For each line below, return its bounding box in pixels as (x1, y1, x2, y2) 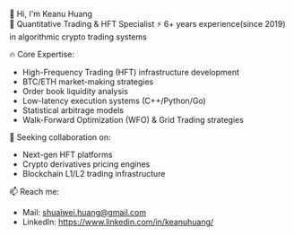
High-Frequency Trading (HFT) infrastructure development (22, 67, 240, 77)
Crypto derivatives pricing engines (22, 159, 151, 170)
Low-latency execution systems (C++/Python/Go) (22, 95, 206, 106)
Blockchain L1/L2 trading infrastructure (22, 169, 166, 179)
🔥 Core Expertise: (9, 49, 74, 59)
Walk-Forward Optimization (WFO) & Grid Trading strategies (22, 115, 245, 125)
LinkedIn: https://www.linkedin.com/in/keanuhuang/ (22, 216, 214, 227)
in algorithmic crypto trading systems (9, 31, 148, 42)
